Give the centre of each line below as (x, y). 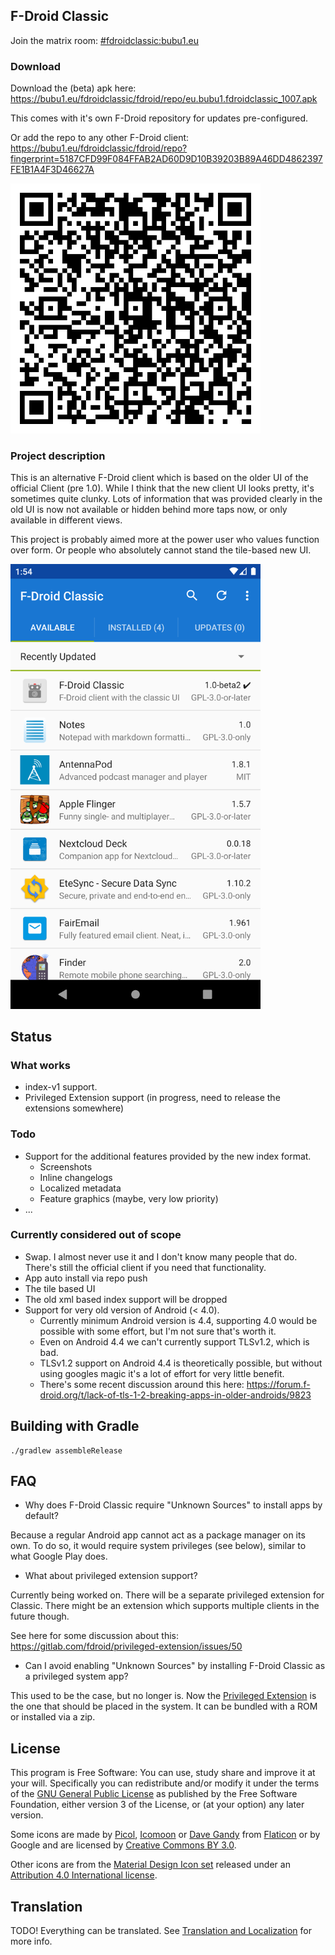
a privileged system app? (76, 1676)
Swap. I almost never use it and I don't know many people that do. (161, 1256)
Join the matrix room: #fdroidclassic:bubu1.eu (105, 40)
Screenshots (66, 1166)
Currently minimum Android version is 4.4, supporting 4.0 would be (178, 1320)
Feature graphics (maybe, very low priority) (129, 1198)
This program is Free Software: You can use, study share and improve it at (163, 1773)
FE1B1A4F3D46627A (52, 170)
